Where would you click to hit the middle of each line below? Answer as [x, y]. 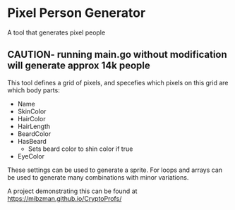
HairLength [34, 126]
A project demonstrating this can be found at [72, 191]
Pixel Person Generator [77, 13]
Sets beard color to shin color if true [80, 149]
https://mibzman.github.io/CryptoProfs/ [65, 198]
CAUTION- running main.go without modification [117, 55]
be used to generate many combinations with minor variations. [98, 177]
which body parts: [34, 90]
